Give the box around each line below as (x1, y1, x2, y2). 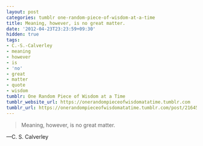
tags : (6, 37, 20, 43)
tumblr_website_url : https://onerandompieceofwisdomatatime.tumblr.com (6, 99, 190, 105)
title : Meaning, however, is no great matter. (6, 20, 126, 26)
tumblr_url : (6, 104, 36, 111)
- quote (6, 82, 26, 88)
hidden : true (6, 32, 39, 38)
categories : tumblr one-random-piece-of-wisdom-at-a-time (6, 15, 155, 21)
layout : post (6, 8, 39, 15)
